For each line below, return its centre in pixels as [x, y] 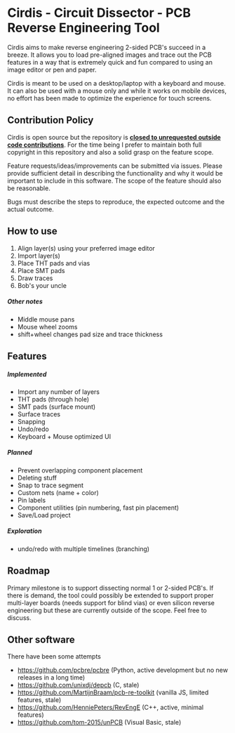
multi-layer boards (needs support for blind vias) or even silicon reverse [111, 602]
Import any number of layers [59, 392]
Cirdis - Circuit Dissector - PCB [99, 13]
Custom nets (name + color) [58, 492]
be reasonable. [29, 188]
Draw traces [35, 278]
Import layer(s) [39, 256]
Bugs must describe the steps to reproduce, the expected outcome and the [116, 202]
